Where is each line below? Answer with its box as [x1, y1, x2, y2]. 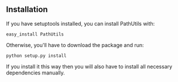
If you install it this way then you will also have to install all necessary [6, 63, 173, 70]
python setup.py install [6, 52, 67, 59]
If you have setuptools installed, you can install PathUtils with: [6, 20, 155, 27]
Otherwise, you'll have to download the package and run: [6, 41, 145, 48]
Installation [6, 5, 48, 15]
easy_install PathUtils [6, 31, 64, 37]
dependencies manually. [6, 69, 66, 76]
